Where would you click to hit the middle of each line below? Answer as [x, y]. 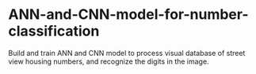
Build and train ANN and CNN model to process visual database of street [127, 53]
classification [54, 31]
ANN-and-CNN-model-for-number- [128, 15]
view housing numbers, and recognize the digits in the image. [109, 61]
